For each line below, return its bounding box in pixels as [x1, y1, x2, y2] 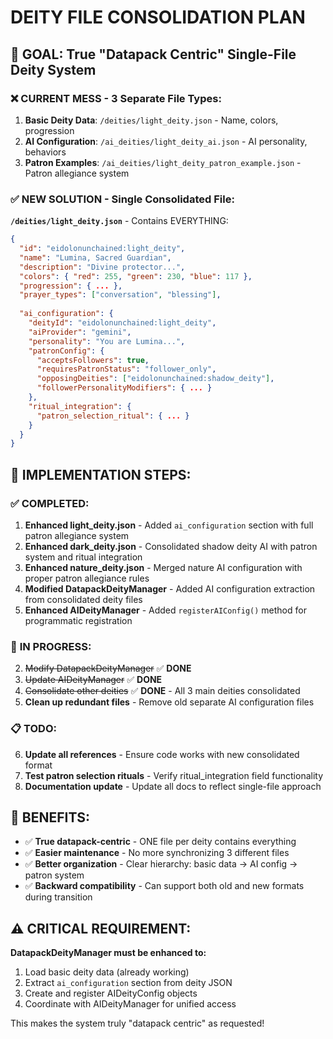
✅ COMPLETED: [10, 496, 90, 510]
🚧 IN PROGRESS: [10, 639, 92, 653]
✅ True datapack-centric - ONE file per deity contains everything [24, 836, 297, 848]
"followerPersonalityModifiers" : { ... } [36, 383, 213, 393]
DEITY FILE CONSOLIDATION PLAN [10, 6, 306, 29]
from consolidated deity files [24, 593, 143, 605]
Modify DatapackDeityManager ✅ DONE [24, 662, 192, 675]
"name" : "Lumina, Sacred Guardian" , [19, 252, 172, 263]
